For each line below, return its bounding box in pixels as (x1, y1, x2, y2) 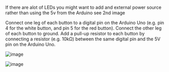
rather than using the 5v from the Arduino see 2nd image (5, 10, 125, 16)
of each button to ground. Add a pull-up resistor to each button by (5, 31, 145, 36)
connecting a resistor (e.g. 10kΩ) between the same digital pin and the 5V (5, 36, 161, 42)
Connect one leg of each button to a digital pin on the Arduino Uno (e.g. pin (5, 20, 164, 26)
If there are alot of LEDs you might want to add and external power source (5, 5, 162, 10)
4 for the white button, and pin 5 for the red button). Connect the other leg (5, 25, 162, 31)
